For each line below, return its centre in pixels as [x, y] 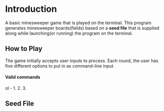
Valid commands [23, 77]
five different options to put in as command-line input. [60, 66]
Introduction [31, 9]
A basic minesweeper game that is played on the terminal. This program [78, 23]
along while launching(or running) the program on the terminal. [69, 33]
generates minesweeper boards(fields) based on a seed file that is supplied [82, 28]
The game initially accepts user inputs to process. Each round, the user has [82, 61]
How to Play [24, 49]
